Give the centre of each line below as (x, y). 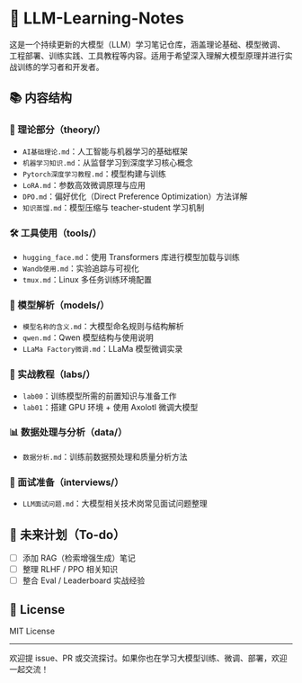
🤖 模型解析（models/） (59, 305)
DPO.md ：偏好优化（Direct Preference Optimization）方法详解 (135, 196)
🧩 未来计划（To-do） (67, 535)
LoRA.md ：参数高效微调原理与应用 (84, 184)
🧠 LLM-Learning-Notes (97, 18)
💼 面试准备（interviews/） (67, 482)
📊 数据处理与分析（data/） (68, 433)
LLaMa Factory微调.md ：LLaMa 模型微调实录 (102, 349)
